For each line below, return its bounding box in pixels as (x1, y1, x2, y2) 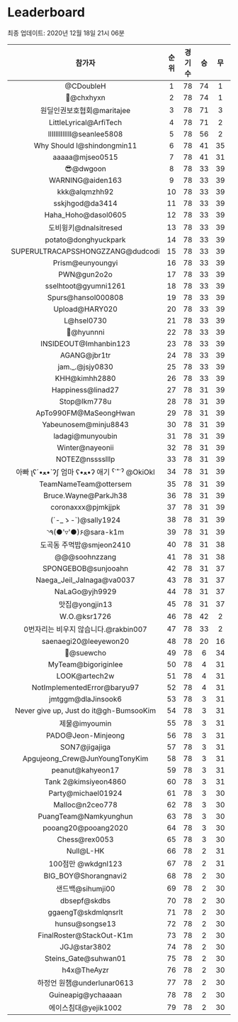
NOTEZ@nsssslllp (55, 454, 115, 464)
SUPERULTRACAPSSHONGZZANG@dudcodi (11, 246, 161, 256)
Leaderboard (7, 4, 85, 21)
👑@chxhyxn (65, 92, 106, 102)
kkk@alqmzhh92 (57, 186, 114, 196)
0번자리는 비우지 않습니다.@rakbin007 (23, 624, 147, 634)
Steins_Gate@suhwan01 (45, 953, 126, 963)
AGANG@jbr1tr (59, 350, 111, 360)
